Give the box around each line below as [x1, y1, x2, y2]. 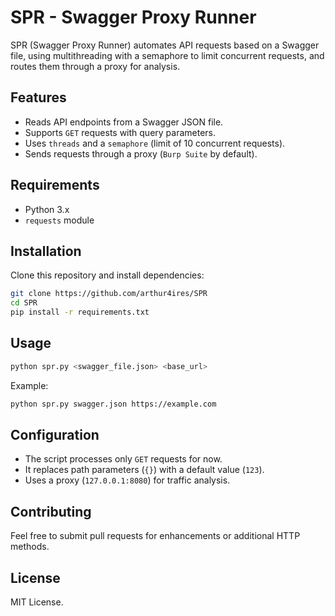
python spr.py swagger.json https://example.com [10, 399, 217, 409]
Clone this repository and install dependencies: [10, 269, 205, 281]
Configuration [10, 426, 100, 443]
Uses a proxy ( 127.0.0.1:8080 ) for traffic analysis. [24, 474, 231, 486]
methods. [10, 541, 50, 553]
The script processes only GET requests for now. [24, 453, 223, 465]
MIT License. [10, 596, 64, 608]
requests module [24, 214, 95, 226]
